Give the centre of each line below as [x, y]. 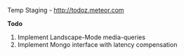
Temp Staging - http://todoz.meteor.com [66, 10]
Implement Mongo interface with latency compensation [97, 44]
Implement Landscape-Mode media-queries [81, 37]
